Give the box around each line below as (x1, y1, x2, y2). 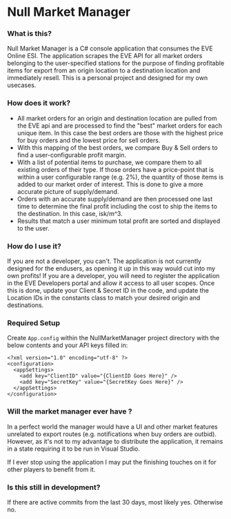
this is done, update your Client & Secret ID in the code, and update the (7, 286, 209, 295)
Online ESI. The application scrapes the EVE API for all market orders (7, 52, 203, 60)
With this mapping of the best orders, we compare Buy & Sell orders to (17, 143, 219, 152)
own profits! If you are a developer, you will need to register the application (7, 272, 220, 280)
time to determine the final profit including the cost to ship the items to (17, 202, 217, 210)
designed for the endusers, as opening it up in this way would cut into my (7, 264, 216, 273)
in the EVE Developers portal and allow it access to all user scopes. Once (7, 279, 215, 287)
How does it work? (7, 98, 71, 108)
